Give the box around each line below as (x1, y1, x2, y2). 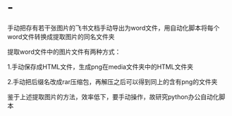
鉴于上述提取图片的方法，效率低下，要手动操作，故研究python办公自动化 (7, 92, 219, 101)
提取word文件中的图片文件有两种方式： (7, 47, 121, 56)
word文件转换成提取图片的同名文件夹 (7, 32, 115, 41)
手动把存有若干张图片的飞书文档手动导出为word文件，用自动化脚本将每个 (7, 23, 220, 32)
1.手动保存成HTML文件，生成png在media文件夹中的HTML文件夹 (7, 62, 194, 71)
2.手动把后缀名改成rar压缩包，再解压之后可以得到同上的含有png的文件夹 (7, 77, 218, 86)
